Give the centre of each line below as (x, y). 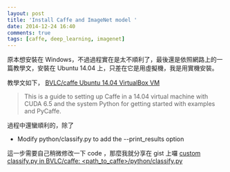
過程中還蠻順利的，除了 (40, 125)
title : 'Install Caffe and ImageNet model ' (72, 20)
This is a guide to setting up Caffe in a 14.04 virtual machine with (116, 96)
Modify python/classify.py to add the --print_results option (100, 139)
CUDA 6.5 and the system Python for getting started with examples (119, 104)
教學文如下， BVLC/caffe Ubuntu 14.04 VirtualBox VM (84, 83)
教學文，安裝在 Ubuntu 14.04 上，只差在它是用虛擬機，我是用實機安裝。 (116, 68)
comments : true (29, 33)
